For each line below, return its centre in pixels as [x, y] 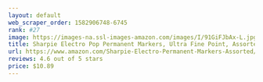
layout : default [34, 15]
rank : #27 [24, 30]
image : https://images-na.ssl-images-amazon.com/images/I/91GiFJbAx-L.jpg [133, 37]
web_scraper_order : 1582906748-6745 [68, 23]
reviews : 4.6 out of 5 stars [56, 59]
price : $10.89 [31, 66]
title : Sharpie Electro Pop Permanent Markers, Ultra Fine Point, [119, 45]
